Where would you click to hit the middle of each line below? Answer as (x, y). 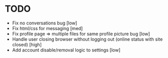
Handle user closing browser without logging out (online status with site (87, 39)
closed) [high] (27, 44)
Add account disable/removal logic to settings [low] (66, 50)
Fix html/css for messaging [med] (47, 28)
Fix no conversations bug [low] (45, 23)
